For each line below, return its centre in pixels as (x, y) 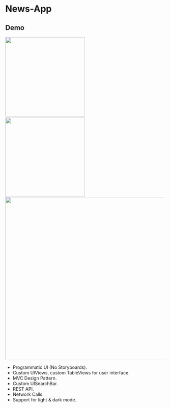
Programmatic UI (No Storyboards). (50, 367)
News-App (28, 9)
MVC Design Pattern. (35, 378)
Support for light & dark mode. (45, 400)
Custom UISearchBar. (35, 384)
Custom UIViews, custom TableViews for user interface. (71, 373)
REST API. (23, 389)
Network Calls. (28, 394)
